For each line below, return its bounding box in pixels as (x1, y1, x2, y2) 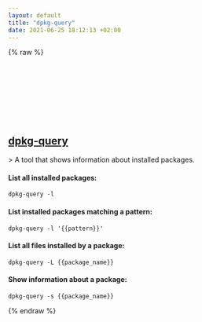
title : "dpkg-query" (8, 19, 76, 27)
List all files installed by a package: (8, 241, 125, 251)
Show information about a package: (8, 275, 127, 284)
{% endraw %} (8, 306, 57, 315)
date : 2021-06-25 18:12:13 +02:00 (8, 26, 122, 34)
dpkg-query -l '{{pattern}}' (8, 225, 104, 232)
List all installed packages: (8, 173, 97, 182)
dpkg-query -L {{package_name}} (8, 258, 114, 266)
